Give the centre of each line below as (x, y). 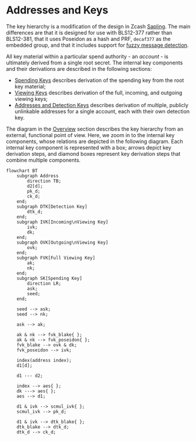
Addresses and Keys (57, 10)
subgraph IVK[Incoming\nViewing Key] (63, 222)
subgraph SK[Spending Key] (49, 278)
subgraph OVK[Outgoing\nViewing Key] (63, 242)
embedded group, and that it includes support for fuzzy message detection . (97, 45)
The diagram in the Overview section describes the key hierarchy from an (95, 129)
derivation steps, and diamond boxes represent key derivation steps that (93, 153)
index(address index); (44, 360)
